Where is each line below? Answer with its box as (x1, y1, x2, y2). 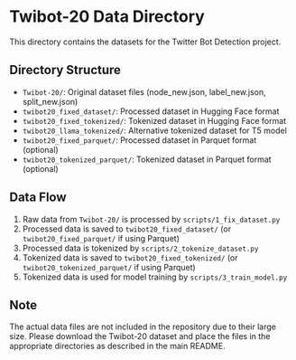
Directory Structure (9, 62, 122, 78)
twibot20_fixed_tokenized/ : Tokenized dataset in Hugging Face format (22, 115, 287, 126)
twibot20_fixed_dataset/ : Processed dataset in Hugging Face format (22, 106, 280, 117)
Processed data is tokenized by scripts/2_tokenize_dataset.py (22, 242, 259, 253)
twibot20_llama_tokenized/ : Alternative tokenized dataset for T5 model (22, 125, 287, 136)
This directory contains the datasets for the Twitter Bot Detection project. (9, 36, 282, 47)
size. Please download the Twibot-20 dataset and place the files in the (9, 331, 271, 342)
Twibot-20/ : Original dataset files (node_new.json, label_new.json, (22, 86, 266, 97)
